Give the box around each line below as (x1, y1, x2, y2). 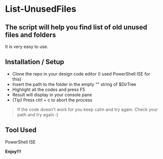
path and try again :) (17, 111, 58, 117)
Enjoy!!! (5, 148, 21, 154)
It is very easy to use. (5, 44, 49, 50)
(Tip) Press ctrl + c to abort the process (12, 97, 92, 103)
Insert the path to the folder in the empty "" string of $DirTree (12, 81, 136, 87)
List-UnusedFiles (5, 3, 77, 15)
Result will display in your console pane (12, 92, 92, 98)
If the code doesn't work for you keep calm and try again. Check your (17, 106, 158, 112)
